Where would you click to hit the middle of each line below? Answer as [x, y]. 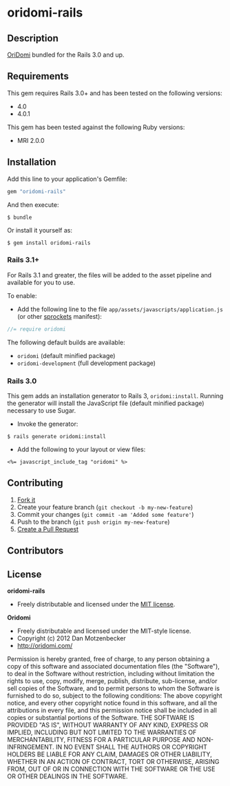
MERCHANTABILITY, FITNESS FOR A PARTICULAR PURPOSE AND [101, 739]
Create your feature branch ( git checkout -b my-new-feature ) [105, 507]
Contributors [35, 551]
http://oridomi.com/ [45, 645]
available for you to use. [41, 282]
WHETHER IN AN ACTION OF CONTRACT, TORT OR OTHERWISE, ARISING [113, 761]
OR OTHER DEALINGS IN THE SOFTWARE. [67, 776]
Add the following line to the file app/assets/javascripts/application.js [120, 309]
